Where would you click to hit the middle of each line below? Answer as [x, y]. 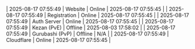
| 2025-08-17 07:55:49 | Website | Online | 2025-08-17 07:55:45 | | [87, 9]
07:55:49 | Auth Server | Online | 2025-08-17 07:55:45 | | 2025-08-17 [90, 21]
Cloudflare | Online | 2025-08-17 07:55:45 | [58, 40]
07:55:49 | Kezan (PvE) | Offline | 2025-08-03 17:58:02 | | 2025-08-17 [91, 27]
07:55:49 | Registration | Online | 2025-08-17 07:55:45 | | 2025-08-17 [105, 15]
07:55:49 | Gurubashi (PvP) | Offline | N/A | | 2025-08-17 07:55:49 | [88, 34]
